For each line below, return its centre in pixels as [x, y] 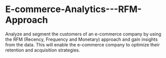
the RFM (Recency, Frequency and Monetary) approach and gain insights [81, 39]
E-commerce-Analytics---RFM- [73, 9]
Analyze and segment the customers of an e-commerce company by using [83, 34]
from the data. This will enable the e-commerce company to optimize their [83, 44]
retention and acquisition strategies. [43, 50]
